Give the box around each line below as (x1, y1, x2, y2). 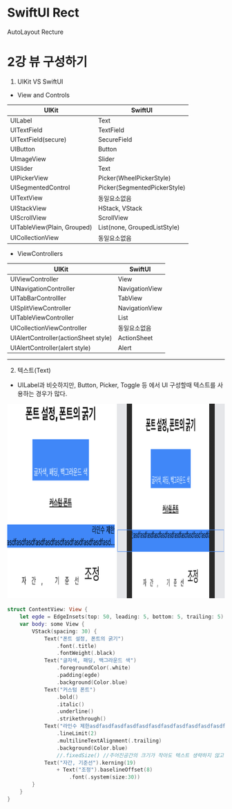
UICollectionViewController (10, 324, 88, 332)
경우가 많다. (35, 389, 68, 398)
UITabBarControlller (10, 294, 67, 302)
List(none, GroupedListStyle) (97, 223, 180, 232)
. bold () (56, 694, 79, 700)
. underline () (56, 708, 95, 715)
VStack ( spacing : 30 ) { (32, 628, 97, 635)
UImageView (10, 154, 46, 163)
